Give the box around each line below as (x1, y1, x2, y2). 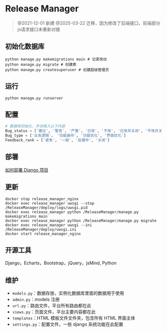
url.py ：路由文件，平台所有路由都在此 (12, 303, 91, 309)
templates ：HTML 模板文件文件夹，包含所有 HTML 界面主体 (12, 315, 136, 321)
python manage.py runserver (5, 96, 64, 101)
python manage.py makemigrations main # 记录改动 (5, 57, 107, 62)
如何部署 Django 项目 (5, 167, 49, 173)
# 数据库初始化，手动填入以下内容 (5, 124, 66, 129)
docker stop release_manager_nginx (5, 196, 79, 202)
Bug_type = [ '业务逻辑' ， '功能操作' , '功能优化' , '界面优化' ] (5, 133, 126, 138)
